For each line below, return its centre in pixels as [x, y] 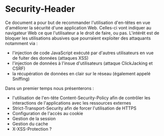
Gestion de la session [34, 118]
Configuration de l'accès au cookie [48, 113]
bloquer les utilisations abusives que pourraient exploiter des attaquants [78, 38]
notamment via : [21, 43]
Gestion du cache [30, 124]
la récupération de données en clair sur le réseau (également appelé [81, 73]
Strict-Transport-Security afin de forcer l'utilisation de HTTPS [74, 108]
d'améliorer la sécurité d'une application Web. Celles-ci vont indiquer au [78, 27]
